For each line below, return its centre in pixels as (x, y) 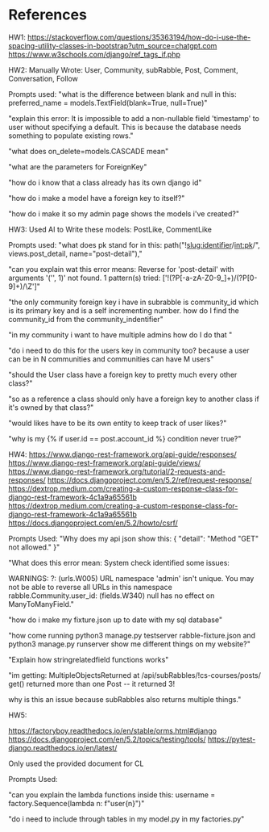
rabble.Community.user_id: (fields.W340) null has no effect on (112, 596)
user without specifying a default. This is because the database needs (125, 127)
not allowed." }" (34, 547)
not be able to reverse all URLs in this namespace (91, 587)
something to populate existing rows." (71, 136)
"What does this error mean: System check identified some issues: (119, 562)
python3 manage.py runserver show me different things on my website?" (130, 644)
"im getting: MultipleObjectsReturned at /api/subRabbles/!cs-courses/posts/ (135, 675)
